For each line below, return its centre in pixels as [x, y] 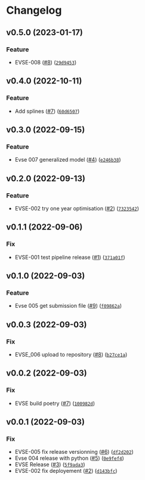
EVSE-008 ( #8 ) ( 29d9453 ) [45, 62]
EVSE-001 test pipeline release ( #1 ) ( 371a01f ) [70, 257]
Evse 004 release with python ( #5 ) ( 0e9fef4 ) [69, 458]
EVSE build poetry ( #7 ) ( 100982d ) [55, 403]
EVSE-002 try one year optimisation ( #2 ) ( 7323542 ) [77, 208]
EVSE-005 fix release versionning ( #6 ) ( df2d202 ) [74, 452]
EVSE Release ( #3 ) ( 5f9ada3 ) [50, 464]
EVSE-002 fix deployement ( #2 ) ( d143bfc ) [66, 471]
